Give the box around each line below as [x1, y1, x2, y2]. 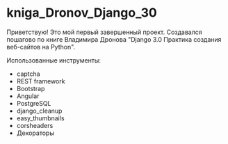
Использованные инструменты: [6, 56, 101, 64]
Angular [16, 92, 40, 100]
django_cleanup [16, 106, 63, 115]
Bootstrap [16, 84, 45, 93]
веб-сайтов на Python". [6, 42, 76, 51]
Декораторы [16, 129, 55, 137]
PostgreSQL [16, 99, 51, 107]
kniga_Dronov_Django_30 [6, 5, 157, 21]
